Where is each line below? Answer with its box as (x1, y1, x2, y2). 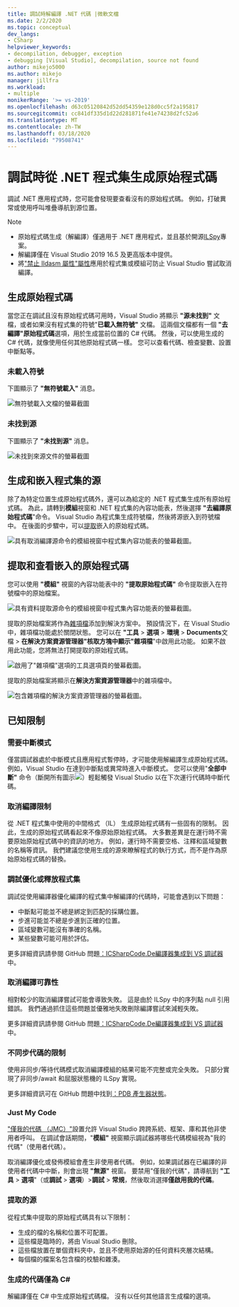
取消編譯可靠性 (7, 977, 59, 987)
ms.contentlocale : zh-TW (7, 123, 81, 131)
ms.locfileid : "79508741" (7, 136, 84, 143)
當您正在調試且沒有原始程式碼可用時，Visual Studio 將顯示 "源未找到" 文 (7, 311, 221, 320)
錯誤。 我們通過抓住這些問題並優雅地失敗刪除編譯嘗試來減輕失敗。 (7, 1004, 203, 1012)
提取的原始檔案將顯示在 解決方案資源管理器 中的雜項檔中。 (7, 676, 176, 685)
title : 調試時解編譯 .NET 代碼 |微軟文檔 (7, 10, 119, 18)
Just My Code (7, 1108, 57, 1118)
